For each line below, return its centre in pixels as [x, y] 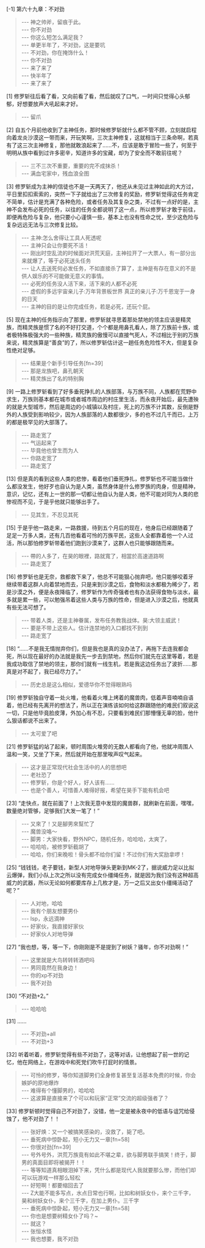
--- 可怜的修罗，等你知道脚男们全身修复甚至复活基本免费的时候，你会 [109, 1075]
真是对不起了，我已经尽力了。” [44, 671]
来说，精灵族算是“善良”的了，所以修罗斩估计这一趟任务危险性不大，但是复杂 [102, 342]
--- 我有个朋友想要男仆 [50, 911]
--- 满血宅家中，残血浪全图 [55, 174]
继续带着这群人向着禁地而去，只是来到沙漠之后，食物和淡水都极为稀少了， [100, 584]
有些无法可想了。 [28, 607]
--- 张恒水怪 [37, 1231]
